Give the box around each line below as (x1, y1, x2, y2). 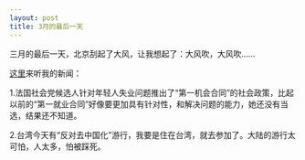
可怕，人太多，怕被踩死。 (9, 141, 106, 152)
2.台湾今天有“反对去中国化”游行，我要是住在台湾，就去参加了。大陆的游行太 (9, 129, 296, 140)
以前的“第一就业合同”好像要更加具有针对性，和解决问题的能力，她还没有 (9, 98, 281, 110)
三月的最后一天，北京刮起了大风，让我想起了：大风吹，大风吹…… (9, 48, 256, 59)
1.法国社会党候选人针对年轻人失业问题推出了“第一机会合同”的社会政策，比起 (9, 87, 295, 98)
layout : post (9, 13, 59, 23)
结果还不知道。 (25, 110, 82, 121)
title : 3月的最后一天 (9, 22, 84, 31)
